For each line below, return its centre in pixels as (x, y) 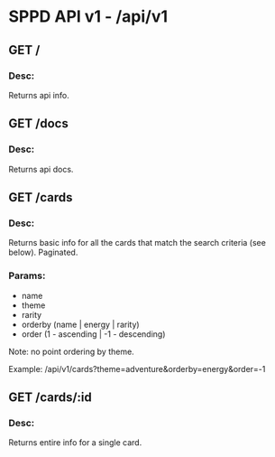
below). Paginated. (43, 252)
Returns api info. (39, 95)
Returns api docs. (41, 169)
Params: (27, 275)
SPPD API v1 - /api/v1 (88, 17)
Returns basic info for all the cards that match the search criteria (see (137, 243)
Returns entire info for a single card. (75, 443)
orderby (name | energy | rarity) (81, 324)
